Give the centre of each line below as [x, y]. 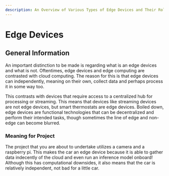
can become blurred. [38, 123]
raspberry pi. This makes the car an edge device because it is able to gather [84, 152]
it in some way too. [25, 86]
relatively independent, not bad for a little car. [52, 168]
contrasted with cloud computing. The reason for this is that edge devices [82, 76]
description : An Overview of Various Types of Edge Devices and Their [81, 10]
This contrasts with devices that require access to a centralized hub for [79, 96]
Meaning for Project [30, 136]
